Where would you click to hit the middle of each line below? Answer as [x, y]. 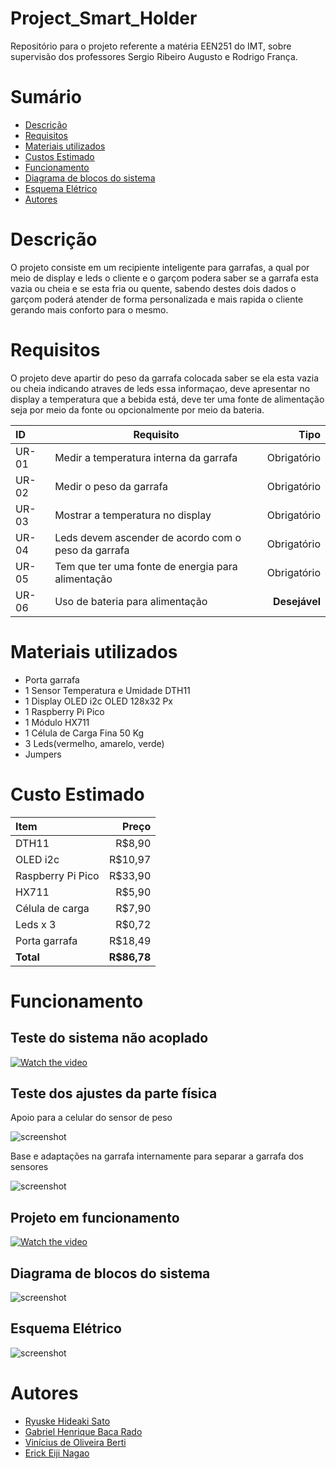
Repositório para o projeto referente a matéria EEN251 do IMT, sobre [151, 46]
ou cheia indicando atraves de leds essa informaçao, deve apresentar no [160, 388]
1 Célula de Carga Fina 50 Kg [84, 733]
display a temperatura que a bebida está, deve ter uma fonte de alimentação [167, 399]
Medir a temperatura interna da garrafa [146, 457]
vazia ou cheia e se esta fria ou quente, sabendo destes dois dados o [153, 288]
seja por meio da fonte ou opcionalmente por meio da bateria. [137, 409]
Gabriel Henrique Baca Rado [83, 1431]
